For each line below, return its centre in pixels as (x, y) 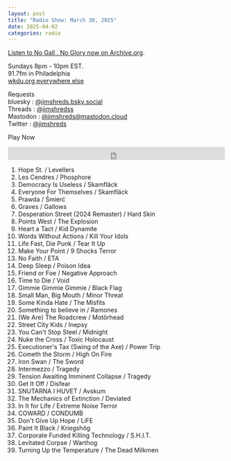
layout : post (27, 14)
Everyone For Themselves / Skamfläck (73, 192)
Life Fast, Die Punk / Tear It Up (62, 244)
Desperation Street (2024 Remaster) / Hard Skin (86, 214)
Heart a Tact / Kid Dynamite (58, 229)
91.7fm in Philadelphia (39, 74)
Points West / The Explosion (58, 221)
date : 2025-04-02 (33, 26)
